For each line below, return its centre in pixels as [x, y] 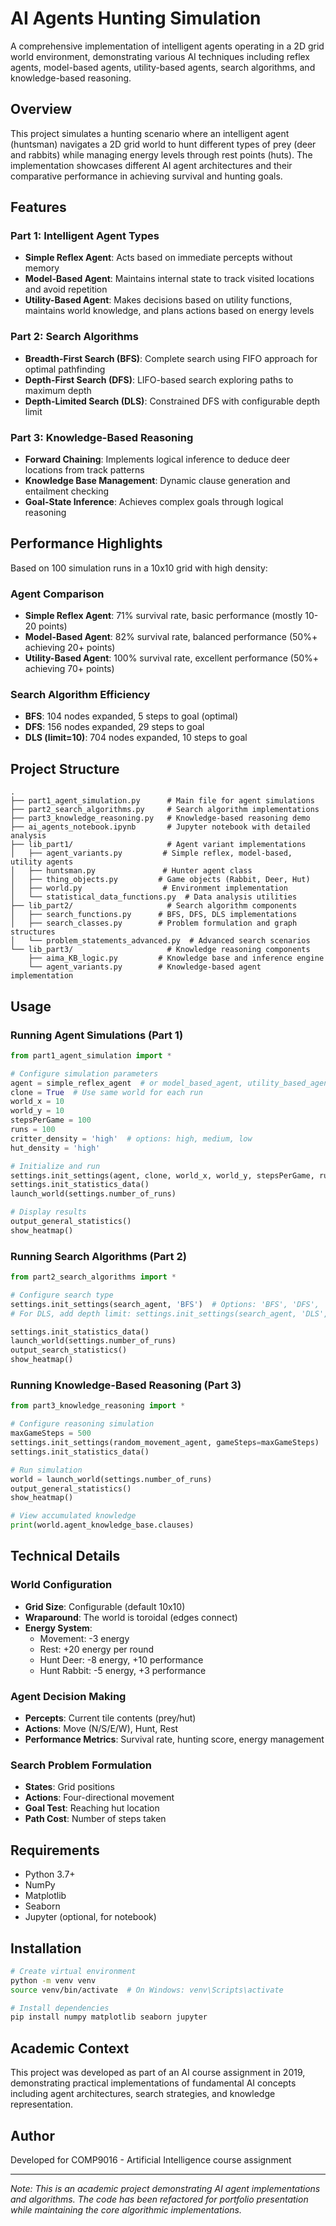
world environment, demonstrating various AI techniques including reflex [160, 56]
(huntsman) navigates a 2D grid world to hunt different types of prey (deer [163, 144]
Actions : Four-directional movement [99, 1798]
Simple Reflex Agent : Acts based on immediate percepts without [158, 258]
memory [42, 268]
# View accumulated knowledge [73, 1516]
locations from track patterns [84, 470]
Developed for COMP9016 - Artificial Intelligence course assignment [151, 2159]
